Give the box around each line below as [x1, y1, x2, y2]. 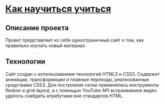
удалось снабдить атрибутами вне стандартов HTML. [5, 93, 124, 99]
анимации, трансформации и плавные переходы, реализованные [5, 76, 149, 82]
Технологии [5, 57, 45, 66]
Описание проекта [5, 24, 69, 32]
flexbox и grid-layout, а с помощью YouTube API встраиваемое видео [5, 87, 157, 93]
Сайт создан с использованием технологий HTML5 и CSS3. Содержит [5, 71, 160, 77]
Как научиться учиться [5, 3, 112, 15]
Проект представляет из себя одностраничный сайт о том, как [5, 37, 144, 43]
